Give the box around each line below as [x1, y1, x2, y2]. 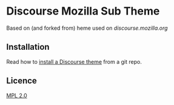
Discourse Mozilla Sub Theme [6, 4, 160, 18]
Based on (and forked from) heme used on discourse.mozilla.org [6, 24, 168, 32]
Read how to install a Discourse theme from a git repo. [6, 58, 142, 65]
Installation [6, 42, 50, 52]
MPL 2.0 [6, 92, 27, 99]
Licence [6, 76, 38, 86]
